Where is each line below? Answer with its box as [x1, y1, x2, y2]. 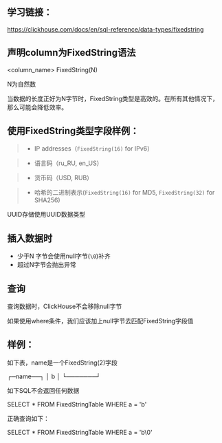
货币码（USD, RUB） [34, 174, 93, 182]
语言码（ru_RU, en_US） [34, 159, 103, 167]
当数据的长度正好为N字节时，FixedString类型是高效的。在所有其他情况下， [7, 94, 219, 102]
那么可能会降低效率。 [7, 102, 67, 111]
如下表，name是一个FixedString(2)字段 [7, 358, 118, 367]
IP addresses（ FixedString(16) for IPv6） [34, 144, 153, 153]
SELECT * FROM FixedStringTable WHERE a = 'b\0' [7, 428, 153, 436]
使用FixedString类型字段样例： [7, 125, 140, 137]
